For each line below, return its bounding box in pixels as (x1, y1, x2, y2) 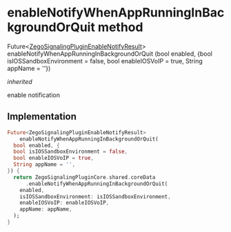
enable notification (7, 91, 61, 99)
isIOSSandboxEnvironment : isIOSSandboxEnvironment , (19, 193, 171, 200)
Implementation (7, 111, 77, 123)
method (97, 19, 143, 35)
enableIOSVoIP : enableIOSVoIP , (19, 200, 110, 207)
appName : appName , (19, 206, 72, 213)
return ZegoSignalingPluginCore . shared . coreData (13, 173, 156, 180)
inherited (7, 77, 32, 85)
